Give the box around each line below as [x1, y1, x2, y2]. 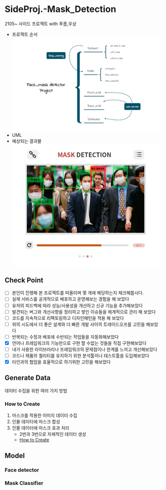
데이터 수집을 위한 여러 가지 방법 [4, 387, 68, 393]
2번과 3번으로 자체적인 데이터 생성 [19, 431, 86, 437]
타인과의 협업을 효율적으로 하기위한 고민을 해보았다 [11, 359, 111, 365]
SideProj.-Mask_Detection [4, 4, 117, 15]
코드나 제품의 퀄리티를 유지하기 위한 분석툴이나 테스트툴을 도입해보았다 [11, 352, 150, 358]
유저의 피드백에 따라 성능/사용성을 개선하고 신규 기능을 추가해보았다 [11, 302, 143, 308]
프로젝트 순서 [11, 31, 38, 37]
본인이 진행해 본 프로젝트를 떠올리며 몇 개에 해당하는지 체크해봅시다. [11, 290, 144, 296]
